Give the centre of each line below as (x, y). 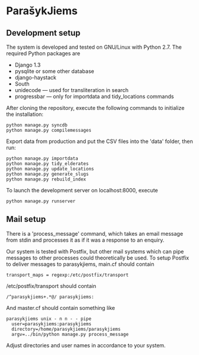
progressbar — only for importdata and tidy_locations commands (94, 96)
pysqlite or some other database (54, 71)
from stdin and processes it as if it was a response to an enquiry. (85, 240)
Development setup (43, 33)
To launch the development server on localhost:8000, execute (82, 190)
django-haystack (35, 77)
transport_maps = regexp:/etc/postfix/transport (67, 275)
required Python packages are (43, 53)
